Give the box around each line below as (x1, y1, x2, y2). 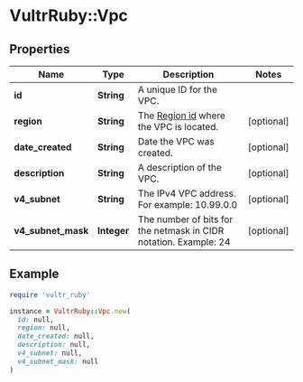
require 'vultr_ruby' (9, 290, 91, 299)
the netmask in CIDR (138, 225, 225, 237)
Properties (9, 42, 70, 57)
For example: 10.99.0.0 (138, 199, 238, 210)
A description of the (138, 162, 223, 173)
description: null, (17, 340, 91, 349)
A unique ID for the (138, 83, 218, 96)
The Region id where (138, 109, 225, 122)
